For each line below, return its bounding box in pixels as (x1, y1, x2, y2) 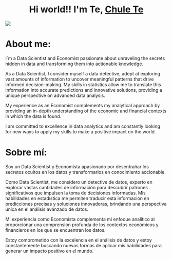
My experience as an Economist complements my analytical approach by (5, 102, 160, 108)
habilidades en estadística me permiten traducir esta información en (5, 195, 150, 201)
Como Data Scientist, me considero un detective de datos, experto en (5, 178, 152, 185)
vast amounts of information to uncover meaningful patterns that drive (5, 76, 154, 82)
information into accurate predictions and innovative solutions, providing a (5, 87, 163, 93)
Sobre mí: (5, 147, 47, 158)
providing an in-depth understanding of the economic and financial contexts (5, 108, 167, 114)
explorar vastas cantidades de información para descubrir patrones (5, 184, 148, 190)
